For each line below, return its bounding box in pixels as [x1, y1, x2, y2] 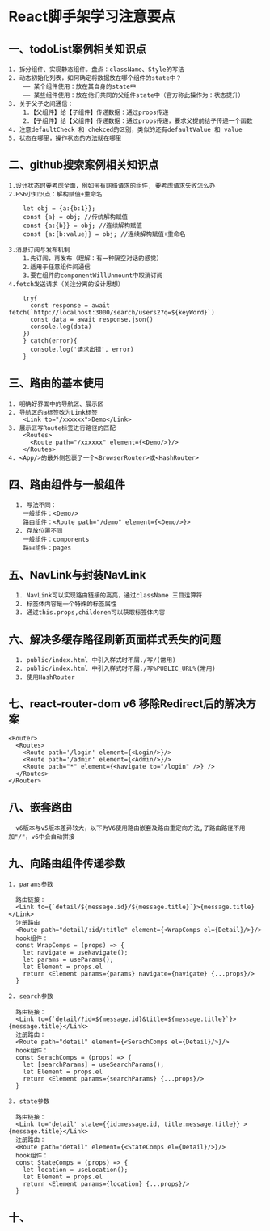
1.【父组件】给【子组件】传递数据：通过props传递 [23, 108, 169, 116]
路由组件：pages [23, 544, 71, 552]
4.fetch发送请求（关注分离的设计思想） [8, 280, 124, 288]
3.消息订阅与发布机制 [8, 246, 70, 254]
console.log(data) [29, 323, 92, 331]
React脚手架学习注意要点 [8, 7, 175, 26]
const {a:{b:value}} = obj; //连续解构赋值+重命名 [23, 230, 186, 238]
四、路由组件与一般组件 [8, 478, 125, 491]
